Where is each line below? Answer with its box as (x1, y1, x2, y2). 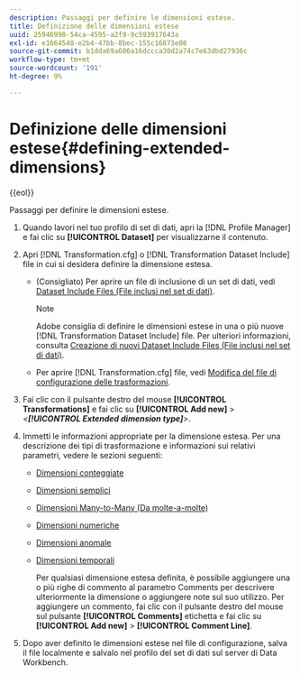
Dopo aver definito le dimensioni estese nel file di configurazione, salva (22, 637, 288, 648)
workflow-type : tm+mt (9, 55, 91, 64)
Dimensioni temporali (35, 554, 115, 565)
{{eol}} (9, 187, 34, 198)
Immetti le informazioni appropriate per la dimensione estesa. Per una (22, 430, 281, 441)
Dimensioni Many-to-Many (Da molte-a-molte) (35, 502, 209, 513)
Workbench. (22, 656, 68, 668)
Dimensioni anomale (35, 537, 112, 548)
